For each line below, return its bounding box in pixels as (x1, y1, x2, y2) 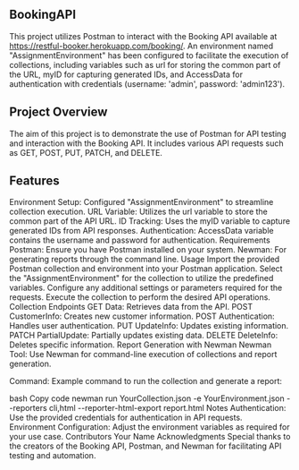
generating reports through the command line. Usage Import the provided (9, 254, 280, 265)
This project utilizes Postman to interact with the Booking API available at (9, 30, 278, 41)
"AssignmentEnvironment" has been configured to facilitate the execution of (9, 49, 289, 61)
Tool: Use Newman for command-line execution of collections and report (9, 349, 278, 360)
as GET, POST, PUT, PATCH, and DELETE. (9, 147, 163, 158)
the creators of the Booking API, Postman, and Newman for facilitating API (9, 440, 282, 451)
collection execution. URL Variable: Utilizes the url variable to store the (9, 206, 268, 218)
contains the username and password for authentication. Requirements (9, 235, 270, 245)
